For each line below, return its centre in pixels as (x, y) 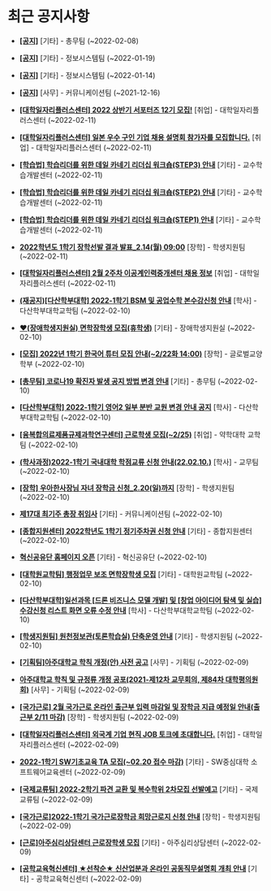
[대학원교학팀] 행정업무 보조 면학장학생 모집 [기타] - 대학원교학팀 (121, 574)
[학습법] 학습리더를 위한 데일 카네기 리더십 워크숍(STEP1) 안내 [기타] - (129, 219)
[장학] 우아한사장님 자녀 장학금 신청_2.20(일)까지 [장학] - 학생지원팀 (127, 488)
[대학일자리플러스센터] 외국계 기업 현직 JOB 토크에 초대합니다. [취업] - (130, 734)
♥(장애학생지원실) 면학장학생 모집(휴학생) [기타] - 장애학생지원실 (123, 328)
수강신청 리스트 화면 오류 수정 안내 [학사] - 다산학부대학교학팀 (116, 610)
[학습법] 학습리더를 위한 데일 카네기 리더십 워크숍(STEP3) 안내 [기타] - (130, 164)
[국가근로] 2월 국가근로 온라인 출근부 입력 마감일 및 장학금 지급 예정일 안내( (136, 706)
